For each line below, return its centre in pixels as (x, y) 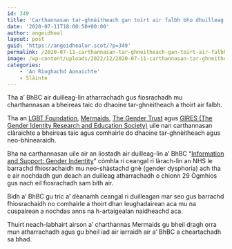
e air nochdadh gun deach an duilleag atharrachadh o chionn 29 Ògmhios (112, 176)
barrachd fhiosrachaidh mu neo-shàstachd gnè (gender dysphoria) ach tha (114, 168)
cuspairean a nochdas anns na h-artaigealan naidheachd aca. (95, 211)
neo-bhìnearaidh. (32, 140)
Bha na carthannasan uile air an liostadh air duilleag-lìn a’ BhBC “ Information (116, 154)
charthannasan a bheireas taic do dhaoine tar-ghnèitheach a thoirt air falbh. (115, 105)
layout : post (26, 39)
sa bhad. (20, 239)
